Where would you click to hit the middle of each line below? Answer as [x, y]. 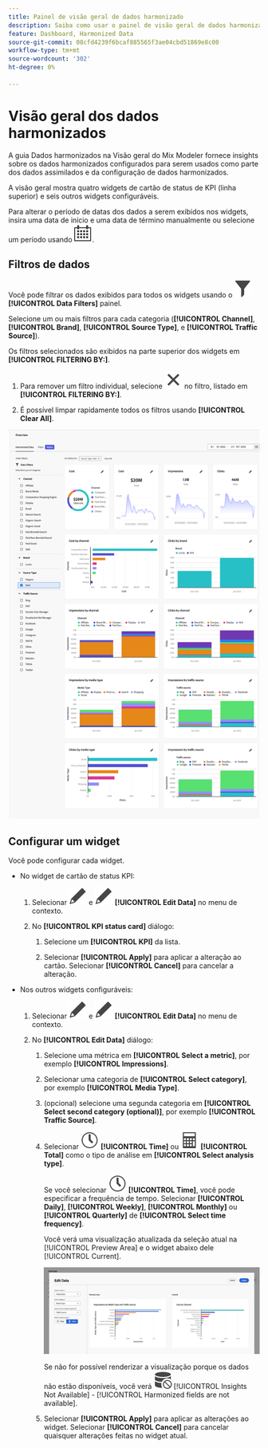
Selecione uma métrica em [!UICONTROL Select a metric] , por [147, 1056]
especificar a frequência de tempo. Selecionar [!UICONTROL [144, 1198]
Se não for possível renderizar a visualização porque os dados [146, 1367]
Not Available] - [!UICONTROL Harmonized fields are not [136, 1395]
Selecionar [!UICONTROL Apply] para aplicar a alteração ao [142, 958]
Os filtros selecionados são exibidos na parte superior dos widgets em [124, 351]
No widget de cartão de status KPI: [77, 876]
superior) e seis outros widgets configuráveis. [84, 196]
